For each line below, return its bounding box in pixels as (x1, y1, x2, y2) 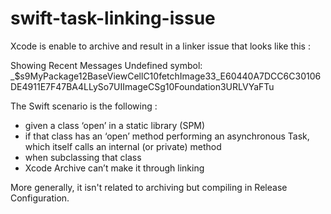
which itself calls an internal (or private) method (24, 140, 222, 152)
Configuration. (10, 192, 70, 204)
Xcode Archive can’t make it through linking (24, 162, 205, 174)
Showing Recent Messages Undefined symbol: (10, 59, 203, 71)
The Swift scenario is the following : (10, 100, 158, 112)
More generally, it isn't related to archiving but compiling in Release (10, 181, 288, 193)
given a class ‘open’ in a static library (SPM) (24, 119, 206, 131)
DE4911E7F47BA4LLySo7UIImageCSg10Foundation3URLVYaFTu (10, 80, 275, 92)
